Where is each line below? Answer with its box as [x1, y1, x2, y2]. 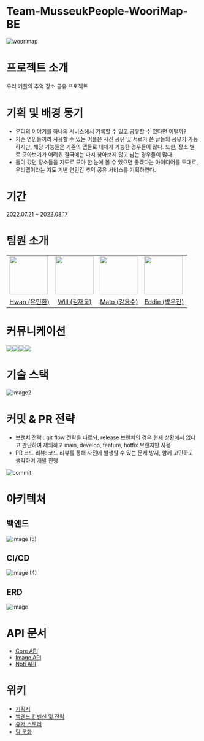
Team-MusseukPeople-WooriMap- [6, 4, 188, 18]
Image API [15, 654, 42, 661]
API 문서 [6, 627, 47, 640]
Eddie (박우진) [144, 298, 184, 306]
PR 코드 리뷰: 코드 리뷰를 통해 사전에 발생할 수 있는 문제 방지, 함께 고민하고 [15, 449, 194, 456]
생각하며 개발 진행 [15, 456, 58, 464]
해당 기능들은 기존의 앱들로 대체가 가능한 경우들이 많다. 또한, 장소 [33, 143, 189, 150]
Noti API [15, 661, 37, 668]
